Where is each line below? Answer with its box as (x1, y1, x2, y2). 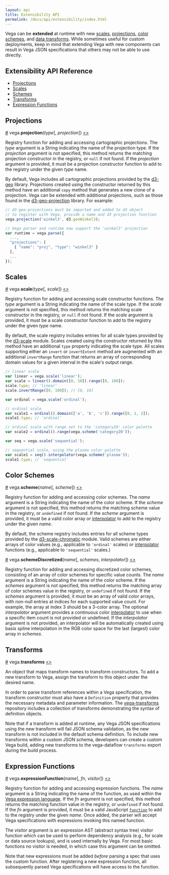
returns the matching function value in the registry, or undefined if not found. (5, 801, 164, 807)
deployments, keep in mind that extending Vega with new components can (5, 41, 160, 47)
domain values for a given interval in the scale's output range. (5, 359, 134, 365)
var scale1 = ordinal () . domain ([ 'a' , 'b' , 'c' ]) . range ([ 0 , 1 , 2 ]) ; (5, 411, 150, 416)
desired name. (5, 679, 35, 686)
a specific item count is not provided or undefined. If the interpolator (5, 615, 148, 621)
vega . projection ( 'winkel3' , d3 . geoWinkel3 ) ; (5, 217, 100, 222)
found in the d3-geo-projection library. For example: (5, 198, 114, 204)
